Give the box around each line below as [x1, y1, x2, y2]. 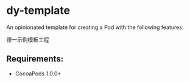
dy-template [6, 4, 71, 17]
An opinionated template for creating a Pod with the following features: [6, 24, 184, 31]
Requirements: [6, 54, 64, 64]
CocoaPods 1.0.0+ [15, 70, 62, 77]
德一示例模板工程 [6, 36, 49, 43]
